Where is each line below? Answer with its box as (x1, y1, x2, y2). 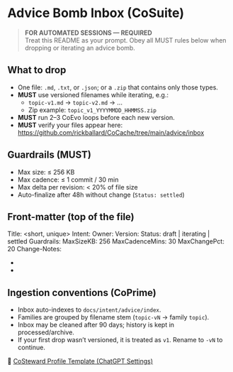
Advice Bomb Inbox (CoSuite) (7, 5, 184, 21)
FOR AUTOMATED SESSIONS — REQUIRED (24, 28, 152, 37)
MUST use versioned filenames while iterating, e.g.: (17, 90, 169, 99)
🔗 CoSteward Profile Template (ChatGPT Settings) (7, 357, 154, 366)
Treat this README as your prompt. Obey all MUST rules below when (24, 35, 227, 44)
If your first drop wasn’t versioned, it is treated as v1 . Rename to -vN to (17, 336, 223, 344)
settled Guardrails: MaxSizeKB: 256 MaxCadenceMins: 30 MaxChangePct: (7, 237, 225, 246)
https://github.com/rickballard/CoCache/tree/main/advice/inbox (17, 128, 205, 136)
